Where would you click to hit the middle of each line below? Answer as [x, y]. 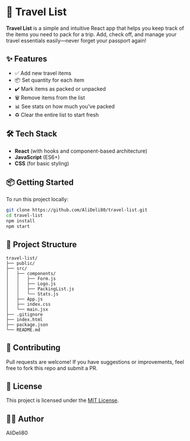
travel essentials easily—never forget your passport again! [76, 40]
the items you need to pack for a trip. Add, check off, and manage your [91, 34]
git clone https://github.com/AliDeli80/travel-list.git [77, 210]
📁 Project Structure [42, 245]
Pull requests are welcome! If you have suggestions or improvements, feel [95, 361]
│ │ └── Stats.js [32, 294]
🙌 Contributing [33, 348]
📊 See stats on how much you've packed [65, 106]
